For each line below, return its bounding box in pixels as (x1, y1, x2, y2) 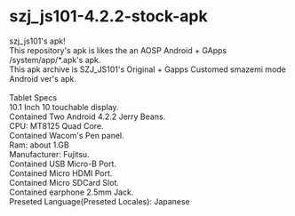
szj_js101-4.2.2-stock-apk (9, 6, 208, 27)
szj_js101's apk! (9, 36, 66, 46)
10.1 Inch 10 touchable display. (9, 101, 119, 112)
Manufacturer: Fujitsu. (9, 148, 91, 159)
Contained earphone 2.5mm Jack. (9, 187, 134, 197)
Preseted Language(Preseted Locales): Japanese (9, 196, 190, 206)
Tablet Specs (9, 92, 58, 103)
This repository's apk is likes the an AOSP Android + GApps (9, 44, 227, 55)
